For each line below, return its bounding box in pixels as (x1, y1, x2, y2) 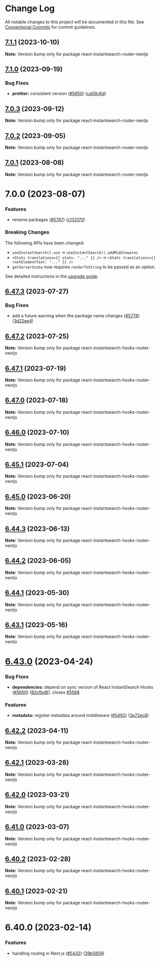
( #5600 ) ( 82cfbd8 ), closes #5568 (12, 689, 80, 695)
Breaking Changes (5, 229, 50, 236)
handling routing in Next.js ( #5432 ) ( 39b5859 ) (12, 950, 105, 956)
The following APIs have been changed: (5, 240, 85, 245)
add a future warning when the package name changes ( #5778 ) (12, 313, 140, 319)
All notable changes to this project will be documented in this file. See (5, 19, 144, 25)
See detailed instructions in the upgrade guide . (5, 273, 98, 279)
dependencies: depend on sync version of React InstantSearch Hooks (12, 684, 154, 690)
